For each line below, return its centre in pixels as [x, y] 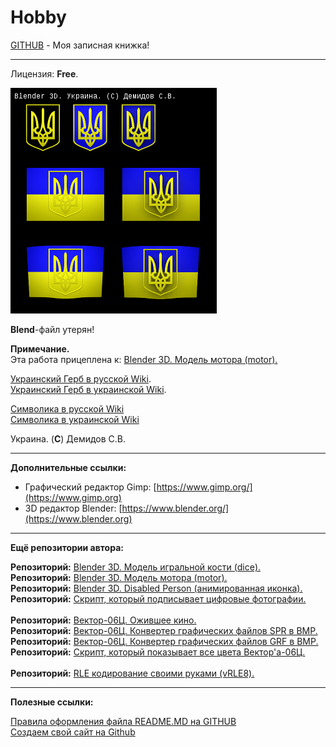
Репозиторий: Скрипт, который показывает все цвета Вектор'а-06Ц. [158, 652]
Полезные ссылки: [52, 702]
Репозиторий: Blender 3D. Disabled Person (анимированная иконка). [156, 588]
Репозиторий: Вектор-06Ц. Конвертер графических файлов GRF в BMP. [164, 641]
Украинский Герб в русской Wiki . [81, 378]
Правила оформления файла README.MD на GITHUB [123, 721]
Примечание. [40, 348]
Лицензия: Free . [44, 73]
